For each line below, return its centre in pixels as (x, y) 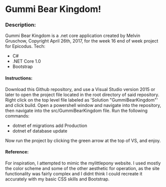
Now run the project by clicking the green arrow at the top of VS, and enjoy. (83, 140)
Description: (20, 25)
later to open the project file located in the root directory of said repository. (82, 94)
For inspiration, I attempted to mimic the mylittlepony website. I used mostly (83, 163)
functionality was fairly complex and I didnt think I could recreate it (74, 173)
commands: (17, 115)
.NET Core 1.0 (26, 61)
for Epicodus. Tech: (25, 46)
